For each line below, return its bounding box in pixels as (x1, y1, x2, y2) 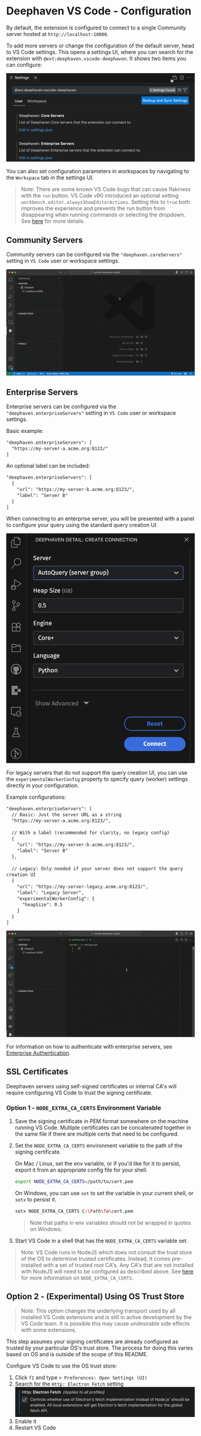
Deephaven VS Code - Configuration (6, 4, 192, 18)
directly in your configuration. (6, 782, 79, 789)
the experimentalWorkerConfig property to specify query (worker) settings (6, 775, 188, 783)
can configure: (6, 61, 42, 68)
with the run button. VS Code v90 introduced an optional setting (20, 192, 179, 199)
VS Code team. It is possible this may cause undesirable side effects (20, 1320, 190, 1327)
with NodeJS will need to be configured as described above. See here (20, 1268, 194, 1275)
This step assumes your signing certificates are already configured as (6, 1338, 178, 1345)
